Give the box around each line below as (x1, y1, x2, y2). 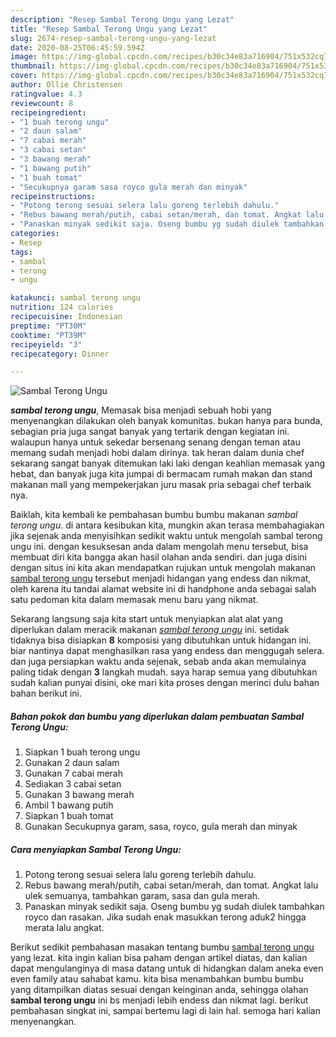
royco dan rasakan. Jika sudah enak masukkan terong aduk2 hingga (24, 911, 307, 923)
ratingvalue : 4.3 (10, 89, 83, 99)
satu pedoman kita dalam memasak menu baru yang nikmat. (10, 594, 259, 606)
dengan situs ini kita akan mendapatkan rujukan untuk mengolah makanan (10, 562, 317, 574)
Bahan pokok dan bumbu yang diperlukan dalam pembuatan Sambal (10, 710, 305, 722)
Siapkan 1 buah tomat (24, 810, 114, 822)
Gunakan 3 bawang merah (24, 789, 135, 801)
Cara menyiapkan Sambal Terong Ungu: (10, 843, 182, 855)
